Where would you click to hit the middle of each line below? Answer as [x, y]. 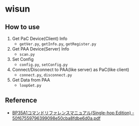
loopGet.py [30, 86]
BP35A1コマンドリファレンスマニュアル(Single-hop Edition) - [73, 112]
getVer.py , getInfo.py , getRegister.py [58, 44]
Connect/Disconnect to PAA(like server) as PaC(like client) [71, 70]
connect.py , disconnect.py [46, 75]
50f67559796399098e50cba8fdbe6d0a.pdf [56, 118]
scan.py [27, 54]
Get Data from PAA [31, 80]
